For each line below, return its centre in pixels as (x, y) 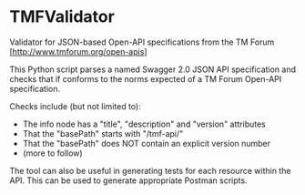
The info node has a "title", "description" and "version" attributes (144, 124)
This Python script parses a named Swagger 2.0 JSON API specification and (153, 69)
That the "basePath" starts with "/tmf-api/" (103, 133)
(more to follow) (53, 153)
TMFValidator (62, 17)
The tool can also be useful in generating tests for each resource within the (150, 170)
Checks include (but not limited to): (75, 106)
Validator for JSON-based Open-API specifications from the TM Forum (142, 42)
